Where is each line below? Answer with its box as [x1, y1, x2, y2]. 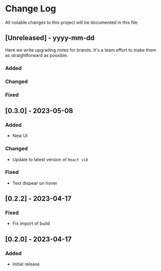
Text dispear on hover [12, 180, 58, 186]
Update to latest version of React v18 [12, 156, 88, 162]
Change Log [5, 3, 56, 14]
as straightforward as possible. [5, 52, 69, 58]
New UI [12, 133, 28, 139]
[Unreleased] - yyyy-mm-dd [5, 34, 95, 42]
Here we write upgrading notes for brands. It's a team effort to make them [5, 47, 157, 53]
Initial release [12, 261, 40, 267]
